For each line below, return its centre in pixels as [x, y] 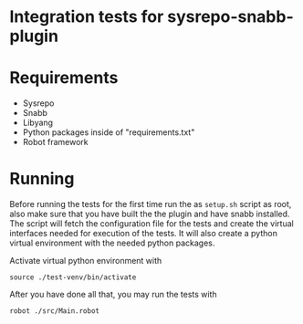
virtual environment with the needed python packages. [112, 243]
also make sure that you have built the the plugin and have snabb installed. [150, 214]
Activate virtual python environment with [86, 261]
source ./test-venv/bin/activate [73, 277]
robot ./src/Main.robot [55, 311]
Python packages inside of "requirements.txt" [109, 132]
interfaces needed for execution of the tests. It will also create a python [144, 234]
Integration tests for [87, 17]
